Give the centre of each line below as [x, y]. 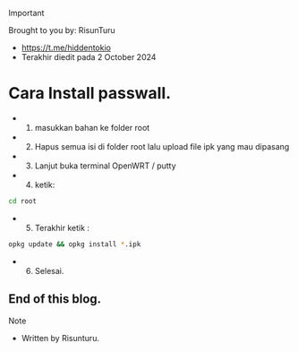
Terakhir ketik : [62, 228]
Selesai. [49, 270]
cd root [23, 201]
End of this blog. [55, 299]
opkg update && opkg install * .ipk [75, 244]
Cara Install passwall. [90, 94]
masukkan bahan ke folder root [92, 127]
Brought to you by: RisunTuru [62, 30]
